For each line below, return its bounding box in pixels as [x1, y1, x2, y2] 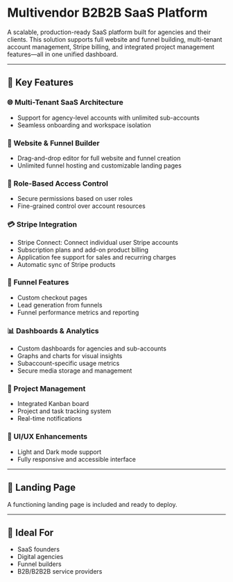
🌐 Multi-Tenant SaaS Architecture [7, 97, 123, 107]
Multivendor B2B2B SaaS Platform [7, 5, 208, 21]
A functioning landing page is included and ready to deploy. [7, 500, 178, 508]
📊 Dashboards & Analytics [7, 325, 99, 335]
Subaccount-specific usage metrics [17, 359, 120, 368]
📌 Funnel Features [7, 277, 69, 287]
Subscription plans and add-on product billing [17, 245, 149, 254]
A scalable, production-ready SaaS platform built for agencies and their [7, 28, 212, 36]
